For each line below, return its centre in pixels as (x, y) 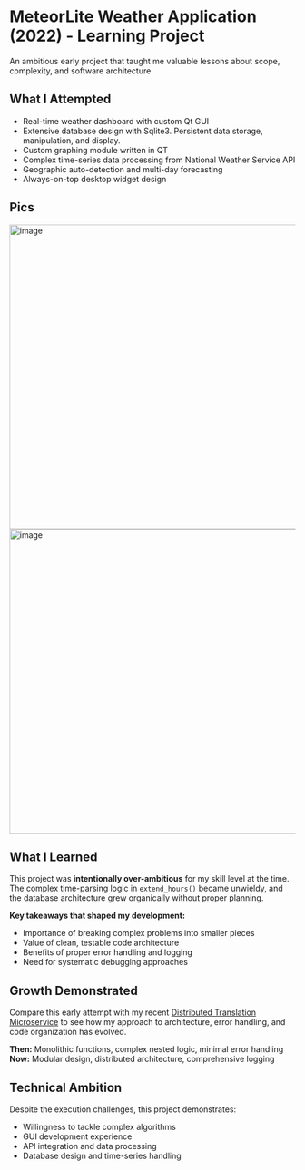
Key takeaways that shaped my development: (98, 916)
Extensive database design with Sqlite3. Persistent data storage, (143, 131)
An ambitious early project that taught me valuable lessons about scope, (145, 61)
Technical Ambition (66, 1087)
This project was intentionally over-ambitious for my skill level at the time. (149, 879)
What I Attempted (60, 99)
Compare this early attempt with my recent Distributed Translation (133, 1012)
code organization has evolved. (68, 1032)
